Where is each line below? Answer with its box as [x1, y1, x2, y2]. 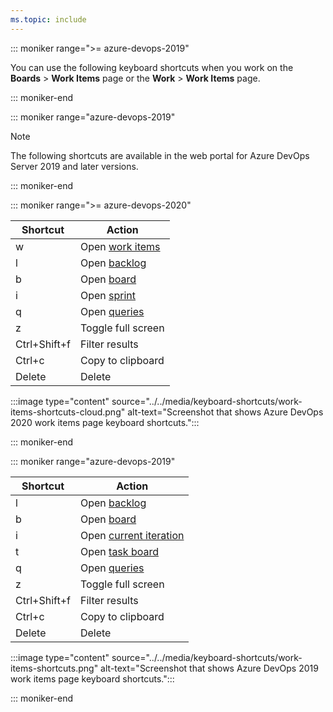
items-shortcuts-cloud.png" [10, 406, 126, 418]
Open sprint [79, 288, 137, 302]
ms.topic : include [10, 14, 87, 25]
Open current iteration [79, 528, 185, 542]
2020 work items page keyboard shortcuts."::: [10, 416, 200, 428]
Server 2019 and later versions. [10, 160, 139, 172]
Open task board [79, 544, 159, 558]
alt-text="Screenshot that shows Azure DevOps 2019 [100, 662, 319, 674]
